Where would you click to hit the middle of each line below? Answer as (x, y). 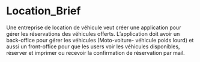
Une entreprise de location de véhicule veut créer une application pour (94, 27)
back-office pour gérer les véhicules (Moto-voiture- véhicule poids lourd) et (100, 40)
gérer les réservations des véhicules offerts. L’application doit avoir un (93, 33)
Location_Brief (44, 11)
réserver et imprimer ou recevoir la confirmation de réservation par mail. (95, 52)
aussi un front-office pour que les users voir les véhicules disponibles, (93, 46)
